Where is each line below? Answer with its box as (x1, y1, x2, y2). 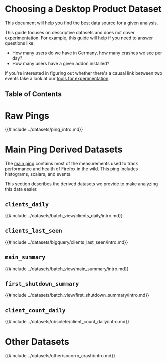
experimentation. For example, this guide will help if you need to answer (5, 35, 153, 41)
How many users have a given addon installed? (12, 60, 110, 66)
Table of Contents (5, 90, 62, 98)
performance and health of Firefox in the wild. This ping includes (5, 166, 138, 172)
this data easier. (5, 186, 38, 192)
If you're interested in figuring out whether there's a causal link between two (5, 70, 162, 76)
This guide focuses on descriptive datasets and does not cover (5, 29, 135, 35)
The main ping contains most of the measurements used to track (5, 161, 138, 167)
